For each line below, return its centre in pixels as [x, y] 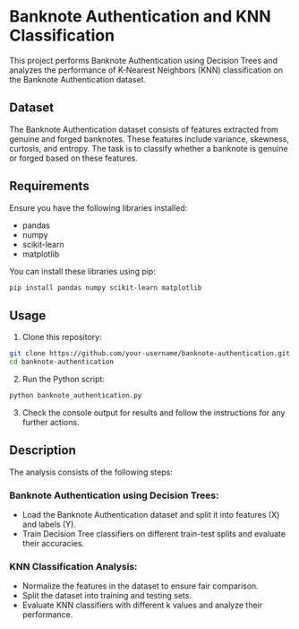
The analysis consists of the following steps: [91, 472]
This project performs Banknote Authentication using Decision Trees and [144, 60]
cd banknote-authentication [62, 362]
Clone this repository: [62, 337]
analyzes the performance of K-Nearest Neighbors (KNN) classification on [146, 70]
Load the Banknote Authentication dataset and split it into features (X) [151, 514]
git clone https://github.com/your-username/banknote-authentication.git [150, 354]
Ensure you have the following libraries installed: [98, 207]
